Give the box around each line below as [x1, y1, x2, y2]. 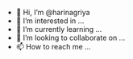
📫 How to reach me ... [15, 42, 91, 51]
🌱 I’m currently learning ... [15, 25, 102, 33]
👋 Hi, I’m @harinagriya [15, 8, 90, 17]
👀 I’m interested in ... [15, 16, 85, 26]
